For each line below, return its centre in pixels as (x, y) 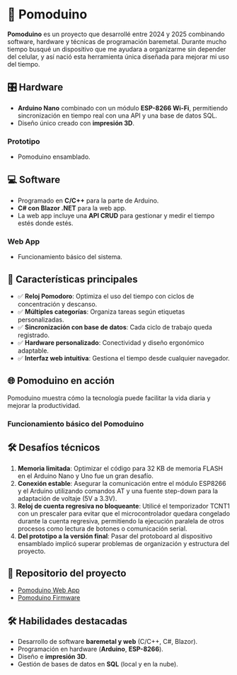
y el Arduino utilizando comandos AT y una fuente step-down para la (117, 491)
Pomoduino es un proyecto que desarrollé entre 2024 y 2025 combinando (116, 34)
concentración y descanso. (57, 304)
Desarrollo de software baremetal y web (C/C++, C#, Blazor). (108, 642)
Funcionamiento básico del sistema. (70, 257)
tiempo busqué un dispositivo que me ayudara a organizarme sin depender (117, 49)
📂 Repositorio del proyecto (67, 573)
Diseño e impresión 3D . (52, 657)
